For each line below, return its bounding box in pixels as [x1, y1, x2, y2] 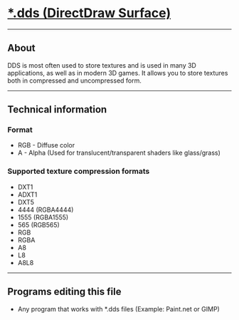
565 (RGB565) [17, 220, 60, 229]
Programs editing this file [7, 286, 122, 298]
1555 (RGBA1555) [17, 212, 69, 222]
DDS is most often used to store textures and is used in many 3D [7, 61, 197, 69]
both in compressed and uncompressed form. [7, 76, 142, 85]
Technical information [7, 103, 107, 115]
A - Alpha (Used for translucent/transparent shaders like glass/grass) [17, 148, 221, 158]
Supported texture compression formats [7, 166, 150, 176]
